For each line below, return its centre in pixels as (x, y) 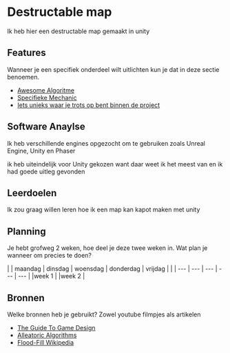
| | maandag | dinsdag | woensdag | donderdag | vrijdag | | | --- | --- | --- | (113, 269)
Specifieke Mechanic (47, 97)
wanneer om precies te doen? (49, 256)
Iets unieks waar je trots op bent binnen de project (88, 105)
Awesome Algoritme (45, 90)
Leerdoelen (32, 193)
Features (27, 53)
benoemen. (23, 77)
